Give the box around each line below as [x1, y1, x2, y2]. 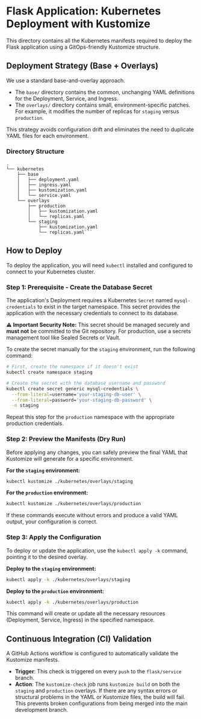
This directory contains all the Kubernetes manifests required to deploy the [6, 37, 192, 44]
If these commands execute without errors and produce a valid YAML [6, 512, 179, 519]
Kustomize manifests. [6, 656, 60, 664]
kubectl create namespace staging [6, 369, 93, 376]
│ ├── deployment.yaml [17, 176, 79, 183]
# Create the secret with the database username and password [6, 380, 165, 386]
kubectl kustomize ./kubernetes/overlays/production [6, 501, 141, 507]
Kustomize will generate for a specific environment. [6, 455, 134, 462]
